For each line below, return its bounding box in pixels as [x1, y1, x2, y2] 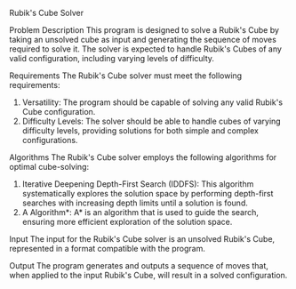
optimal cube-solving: [9, 162, 90, 172]
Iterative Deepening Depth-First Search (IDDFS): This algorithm [21, 179, 254, 189]
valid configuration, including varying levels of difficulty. [9, 53, 215, 63]
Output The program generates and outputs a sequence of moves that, [9, 261, 269, 270]
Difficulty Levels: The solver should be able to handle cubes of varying [21, 116, 282, 126]
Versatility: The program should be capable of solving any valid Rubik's [21, 97, 283, 108]
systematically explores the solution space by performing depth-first [21, 189, 274, 198]
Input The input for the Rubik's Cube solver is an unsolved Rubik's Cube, [9, 234, 276, 244]
